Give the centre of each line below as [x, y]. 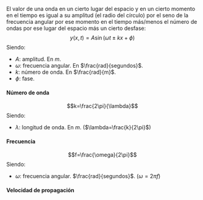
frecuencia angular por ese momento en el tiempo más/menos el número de [102, 22]
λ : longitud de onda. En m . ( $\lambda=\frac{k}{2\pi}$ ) [83, 127]
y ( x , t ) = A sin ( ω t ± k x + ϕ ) [102, 38]
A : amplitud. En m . [38, 59]
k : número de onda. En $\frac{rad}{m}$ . [66, 72]
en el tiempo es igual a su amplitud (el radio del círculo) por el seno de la [98, 15]
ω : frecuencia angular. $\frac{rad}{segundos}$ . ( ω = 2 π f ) [88, 176]
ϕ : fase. [25, 78]
